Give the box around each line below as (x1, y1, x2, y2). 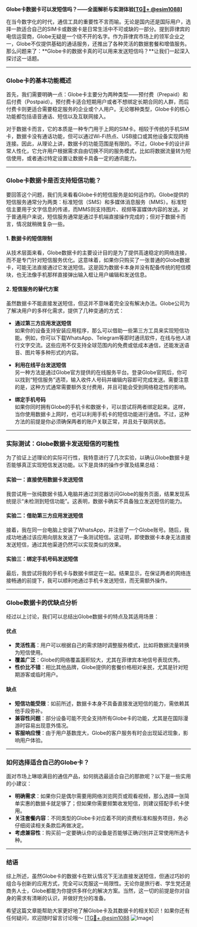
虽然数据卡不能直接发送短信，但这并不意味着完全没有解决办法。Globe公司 (6, 300, 185, 307)
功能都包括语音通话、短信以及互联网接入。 (6, 113, 109, 120)
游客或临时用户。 (19, 671, 62, 678)
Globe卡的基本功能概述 (6, 76, 72, 85)
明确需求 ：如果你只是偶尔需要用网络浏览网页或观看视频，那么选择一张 (14, 792, 185, 800)
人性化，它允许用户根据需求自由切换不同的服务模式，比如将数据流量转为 (11, 147, 186, 154)
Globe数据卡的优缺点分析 (6, 599, 78, 607)
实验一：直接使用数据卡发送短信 (6, 476, 83, 483)
